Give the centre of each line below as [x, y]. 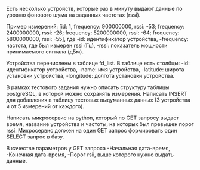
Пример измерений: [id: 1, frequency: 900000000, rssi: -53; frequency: [96, 26]
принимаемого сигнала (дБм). [45, 52]
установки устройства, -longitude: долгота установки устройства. [90, 76]
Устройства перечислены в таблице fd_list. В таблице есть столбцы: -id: [98, 63]
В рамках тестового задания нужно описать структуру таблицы [88, 87]
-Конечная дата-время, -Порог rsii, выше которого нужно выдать [90, 155]
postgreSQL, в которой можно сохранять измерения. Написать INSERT [97, 94]
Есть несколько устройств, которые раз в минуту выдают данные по [94, 9]
